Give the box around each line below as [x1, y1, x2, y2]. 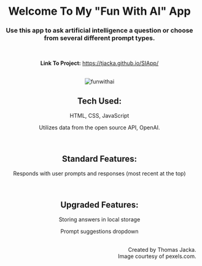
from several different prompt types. [44, 34, 155, 42]
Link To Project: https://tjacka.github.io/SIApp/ [40, 59, 159, 67]
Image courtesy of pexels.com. [118, 253, 196, 260]
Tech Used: [77, 96, 122, 106]
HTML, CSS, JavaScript [69, 112, 130, 120]
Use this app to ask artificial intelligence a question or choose [6, 26, 193, 35]
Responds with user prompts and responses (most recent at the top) [13, 170, 186, 177]
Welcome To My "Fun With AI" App [8, 4, 191, 18]
